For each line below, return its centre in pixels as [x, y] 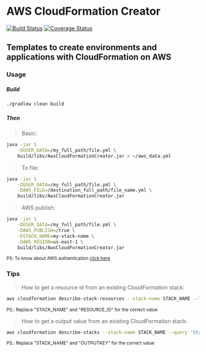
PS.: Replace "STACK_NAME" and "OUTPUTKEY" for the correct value [80, 343]
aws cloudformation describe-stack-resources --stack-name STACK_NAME [98, 299]
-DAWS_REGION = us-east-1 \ [51, 242]
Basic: [29, 134]
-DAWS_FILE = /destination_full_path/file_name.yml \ [85, 190]
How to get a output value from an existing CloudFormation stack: [105, 321]
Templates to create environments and [82, 48]
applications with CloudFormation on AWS [89, 57]
